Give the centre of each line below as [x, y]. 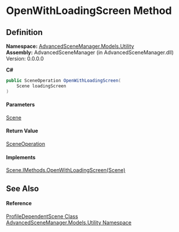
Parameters [20, 105]
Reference [19, 203]
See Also [22, 189]
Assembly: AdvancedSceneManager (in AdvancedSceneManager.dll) [90, 52]
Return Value [22, 131]
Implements [21, 157]
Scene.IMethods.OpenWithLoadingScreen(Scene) [66, 170]
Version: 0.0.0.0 [25, 59]
